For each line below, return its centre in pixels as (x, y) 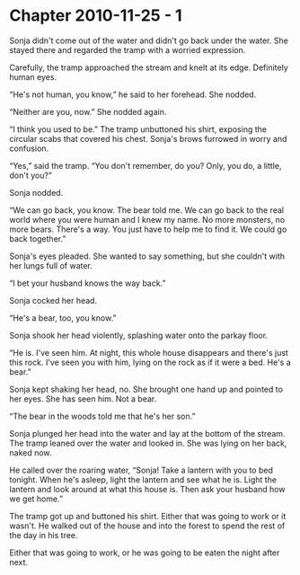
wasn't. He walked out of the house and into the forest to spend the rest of (147, 526)
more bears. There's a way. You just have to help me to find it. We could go (148, 229)
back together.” (38, 238)
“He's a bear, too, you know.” (63, 318)
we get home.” (36, 499)
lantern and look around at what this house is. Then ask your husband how (147, 489)
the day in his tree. (44, 535)
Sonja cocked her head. (53, 300)
